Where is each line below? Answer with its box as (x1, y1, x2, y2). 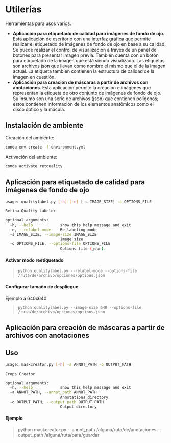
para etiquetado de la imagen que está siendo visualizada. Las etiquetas (12, 57, 165, 63)
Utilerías (5, 4, 42, 15)
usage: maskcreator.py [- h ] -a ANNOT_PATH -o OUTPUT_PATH (5, 362, 131, 367)
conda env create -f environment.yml (5, 144, 86, 150)
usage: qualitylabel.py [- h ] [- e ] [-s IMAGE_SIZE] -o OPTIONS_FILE (5, 199, 152, 205)
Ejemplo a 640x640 (5, 295, 47, 301)
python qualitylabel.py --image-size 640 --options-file (17, 305, 142, 310)
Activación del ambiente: (5, 154, 58, 160)
